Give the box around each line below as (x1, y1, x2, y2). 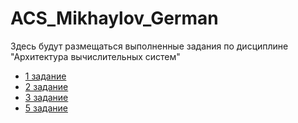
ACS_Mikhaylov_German (10, 7, 219, 30)
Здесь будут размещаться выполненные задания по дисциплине (10, 40, 289, 52)
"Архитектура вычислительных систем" (10, 50, 181, 62)
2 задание (24, 80, 69, 92)
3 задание (24, 91, 69, 103)
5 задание (24, 102, 68, 114)
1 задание (24, 70, 67, 82)
